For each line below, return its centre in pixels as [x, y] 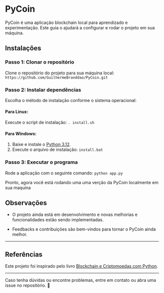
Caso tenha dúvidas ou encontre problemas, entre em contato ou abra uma [81, 280]
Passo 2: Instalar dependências [43, 90]
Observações [26, 203]
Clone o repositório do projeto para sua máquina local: [60, 73]
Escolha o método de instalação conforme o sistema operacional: [71, 100]
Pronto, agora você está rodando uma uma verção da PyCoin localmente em [82, 182]
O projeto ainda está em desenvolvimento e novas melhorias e [75, 215]
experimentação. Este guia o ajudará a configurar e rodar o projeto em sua [80, 27]
